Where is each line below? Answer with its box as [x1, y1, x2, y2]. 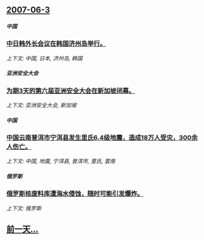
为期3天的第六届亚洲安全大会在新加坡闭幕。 [6, 86, 135, 95]
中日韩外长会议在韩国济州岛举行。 [6, 40, 107, 48]
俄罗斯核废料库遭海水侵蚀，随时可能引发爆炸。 [6, 189, 144, 198]
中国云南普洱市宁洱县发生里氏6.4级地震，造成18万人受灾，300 [6, 133, 192, 142]
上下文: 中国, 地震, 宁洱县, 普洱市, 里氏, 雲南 [6, 158, 116, 165]
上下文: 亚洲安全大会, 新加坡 [6, 102, 77, 109]
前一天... [6, 224, 39, 235]
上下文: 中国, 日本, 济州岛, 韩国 [6, 54, 83, 62]
